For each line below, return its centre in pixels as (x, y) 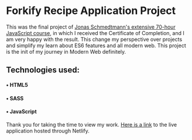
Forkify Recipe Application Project (91, 11)
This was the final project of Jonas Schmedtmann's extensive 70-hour (91, 27)
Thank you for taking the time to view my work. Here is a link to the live (92, 124)
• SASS (15, 98)
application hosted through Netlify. (48, 131)
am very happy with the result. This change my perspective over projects (94, 39)
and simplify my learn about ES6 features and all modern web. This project (96, 45)
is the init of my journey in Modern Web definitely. (66, 51)
